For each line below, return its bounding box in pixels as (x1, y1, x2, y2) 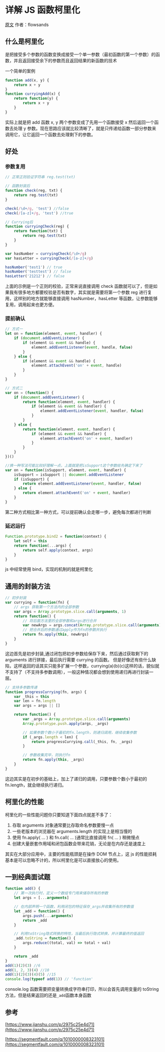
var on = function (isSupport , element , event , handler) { (5, 468, 126, 472)
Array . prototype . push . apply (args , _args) (23, 721, 109, 726)
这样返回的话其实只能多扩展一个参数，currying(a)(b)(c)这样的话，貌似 (13, 663, 155, 668)
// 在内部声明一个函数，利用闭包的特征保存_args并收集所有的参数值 (14, 904, 134, 909)
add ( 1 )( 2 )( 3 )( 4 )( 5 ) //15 (5, 972, 56, 977)
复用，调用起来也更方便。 (5, 302, 57, 307)
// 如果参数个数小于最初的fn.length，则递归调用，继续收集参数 (23, 730, 137, 735)
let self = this (14, 539, 48, 544)
